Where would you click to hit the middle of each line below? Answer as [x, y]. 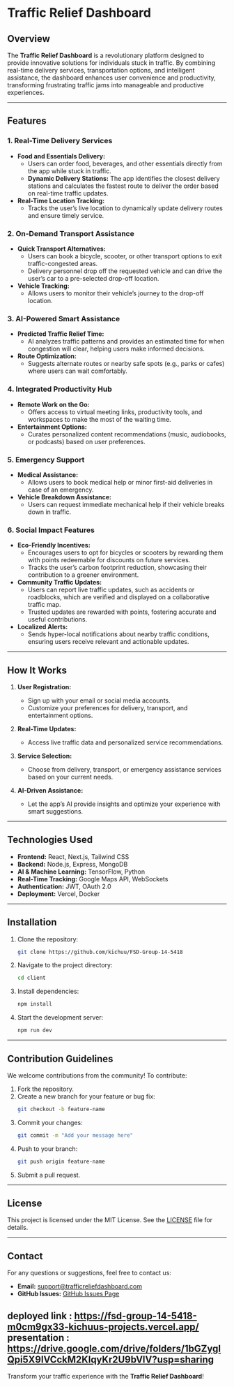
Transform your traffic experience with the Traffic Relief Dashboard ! [106, 1376]
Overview [29, 39]
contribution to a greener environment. [83, 575]
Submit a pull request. [49, 1175]
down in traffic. [49, 512]
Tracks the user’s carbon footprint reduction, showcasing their [117, 568]
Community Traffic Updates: [60, 582]
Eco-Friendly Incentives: [54, 545]
